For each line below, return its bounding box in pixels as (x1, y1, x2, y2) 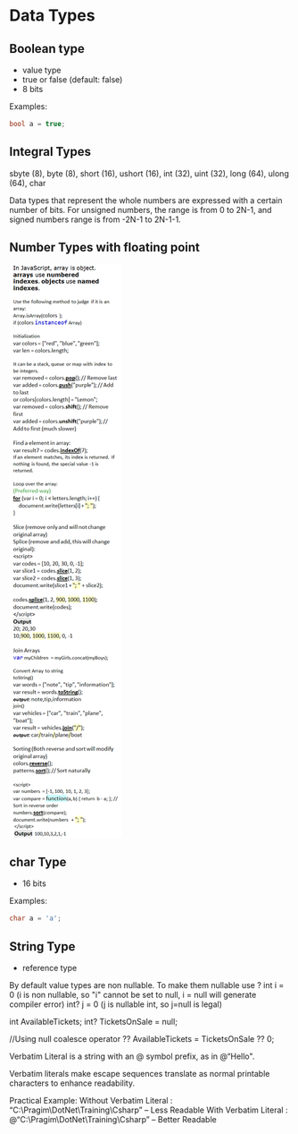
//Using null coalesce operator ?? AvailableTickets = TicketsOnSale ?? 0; (9, 1034, 275, 1044)
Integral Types (9, 144, 92, 159)
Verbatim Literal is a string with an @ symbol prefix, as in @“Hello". (9, 1051, 255, 1062)
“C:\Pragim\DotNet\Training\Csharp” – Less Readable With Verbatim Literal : (9, 1104, 288, 1115)
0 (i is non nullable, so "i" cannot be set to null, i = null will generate (9, 990, 257, 1000)
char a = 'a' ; (9, 914, 62, 923)
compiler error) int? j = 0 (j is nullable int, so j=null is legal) (9, 999, 223, 1010)
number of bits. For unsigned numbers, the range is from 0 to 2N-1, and (9, 204, 272, 215)
